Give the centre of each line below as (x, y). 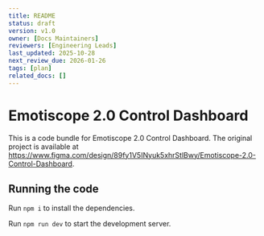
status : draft (32, 23)
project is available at (43, 147)
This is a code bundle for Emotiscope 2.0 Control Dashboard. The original (130, 138)
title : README (32, 16)
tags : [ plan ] (30, 68)
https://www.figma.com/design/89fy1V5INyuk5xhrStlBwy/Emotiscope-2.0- (132, 155)
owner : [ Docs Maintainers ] (54, 38)
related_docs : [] (37, 76)
